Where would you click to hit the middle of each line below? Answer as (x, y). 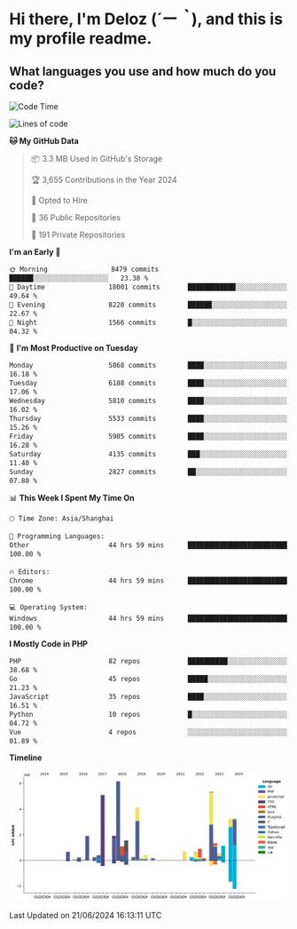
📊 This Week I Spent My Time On (72, 498)
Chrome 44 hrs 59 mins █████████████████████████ (148, 581)
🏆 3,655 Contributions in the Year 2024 (104, 180)
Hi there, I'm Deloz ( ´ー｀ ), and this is (146, 19)
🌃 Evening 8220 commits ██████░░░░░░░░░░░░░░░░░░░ (148, 305)
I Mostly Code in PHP (49, 644)
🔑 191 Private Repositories (78, 234)
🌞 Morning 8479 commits (84, 269)
